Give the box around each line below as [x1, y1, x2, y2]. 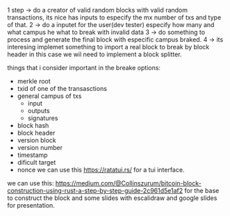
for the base [184, 187, 220, 194]
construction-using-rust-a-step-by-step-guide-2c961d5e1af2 [7, 187, 183, 194]
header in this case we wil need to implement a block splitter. [7, 50, 182, 58]
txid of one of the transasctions [17, 85, 108, 92]
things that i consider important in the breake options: [7, 64, 161, 72]
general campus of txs [17, 92, 82, 100]
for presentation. [7, 201, 56, 209]
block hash [17, 122, 49, 129]
